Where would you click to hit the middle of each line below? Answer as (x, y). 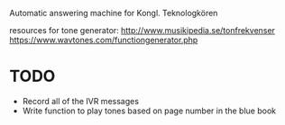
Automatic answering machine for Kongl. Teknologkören (114, 13)
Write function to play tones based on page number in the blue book (149, 111)
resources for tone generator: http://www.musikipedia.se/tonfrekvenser (142, 30)
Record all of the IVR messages (81, 101)
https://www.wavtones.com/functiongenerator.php (104, 40)
